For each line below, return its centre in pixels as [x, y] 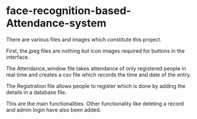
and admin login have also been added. [54, 110]
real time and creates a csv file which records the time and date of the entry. [98, 74]
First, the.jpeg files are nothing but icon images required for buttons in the [96, 50]
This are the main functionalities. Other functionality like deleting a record [95, 103]
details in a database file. [36, 92]
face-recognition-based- [69, 11]
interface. [18, 57]
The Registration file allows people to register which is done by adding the [96, 86]
